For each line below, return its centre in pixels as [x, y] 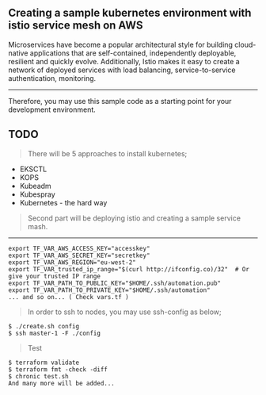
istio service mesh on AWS [76, 26]
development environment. [52, 109]
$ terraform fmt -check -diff [58, 369]
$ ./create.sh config [44, 326]
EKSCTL [33, 169]
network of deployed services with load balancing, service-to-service [122, 70]
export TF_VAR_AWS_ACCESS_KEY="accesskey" [79, 248]
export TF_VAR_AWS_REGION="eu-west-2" [72, 262]
